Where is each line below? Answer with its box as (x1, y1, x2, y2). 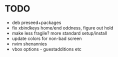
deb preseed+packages (11, 19, 61, 25)
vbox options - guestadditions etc (11, 46, 82, 52)
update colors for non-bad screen (11, 35, 82, 41)
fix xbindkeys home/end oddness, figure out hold (11, 24, 113, 30)
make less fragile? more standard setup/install (11, 30, 107, 36)
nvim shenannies (11, 40, 47, 46)
